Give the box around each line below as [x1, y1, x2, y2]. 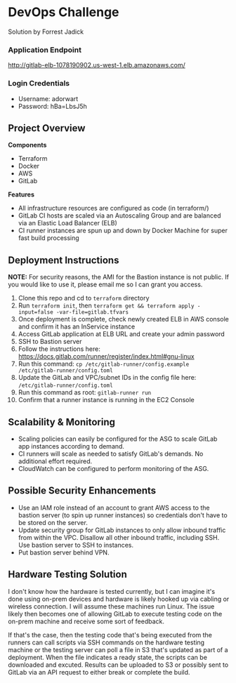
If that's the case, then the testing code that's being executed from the [8, 630, 213, 639]
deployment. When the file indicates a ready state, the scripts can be [8, 653, 208, 661]
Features [8, 190, 34, 199]
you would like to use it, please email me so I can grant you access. [8, 280, 203, 289]
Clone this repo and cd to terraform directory [18, 294, 150, 303]
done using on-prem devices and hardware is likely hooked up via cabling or [8, 595, 230, 603]
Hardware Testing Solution [8, 569, 127, 581]
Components [8, 141, 47, 150]
